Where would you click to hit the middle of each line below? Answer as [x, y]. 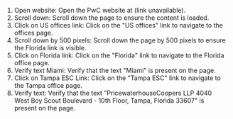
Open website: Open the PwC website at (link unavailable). [100, 10]
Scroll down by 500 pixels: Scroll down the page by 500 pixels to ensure [120, 40]
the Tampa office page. [48, 85]
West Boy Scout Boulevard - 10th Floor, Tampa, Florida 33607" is [109, 101]
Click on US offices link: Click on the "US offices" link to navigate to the [119, 25]
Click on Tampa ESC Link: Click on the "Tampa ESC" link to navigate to [118, 78]
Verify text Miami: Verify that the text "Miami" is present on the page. [115, 70]
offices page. [33, 33]
